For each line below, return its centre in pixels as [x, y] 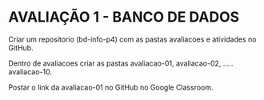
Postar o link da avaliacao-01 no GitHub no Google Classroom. [111, 87]
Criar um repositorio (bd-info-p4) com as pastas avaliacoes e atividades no [132, 39]
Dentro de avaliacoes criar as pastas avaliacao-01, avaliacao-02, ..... [121, 63]
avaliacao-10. [30, 71]
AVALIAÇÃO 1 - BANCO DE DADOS [124, 17]
